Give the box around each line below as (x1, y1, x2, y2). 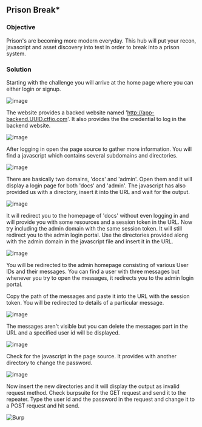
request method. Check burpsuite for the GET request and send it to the (6, 389, 186, 396)
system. (6, 50, 26, 57)
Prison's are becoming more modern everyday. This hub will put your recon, (6, 36, 197, 44)
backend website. (6, 122, 51, 129)
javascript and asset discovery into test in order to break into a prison (6, 43, 180, 50)
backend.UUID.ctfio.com (6, 115, 68, 122)
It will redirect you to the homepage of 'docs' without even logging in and (6, 212, 189, 219)
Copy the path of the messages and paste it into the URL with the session (6, 292, 190, 300)
